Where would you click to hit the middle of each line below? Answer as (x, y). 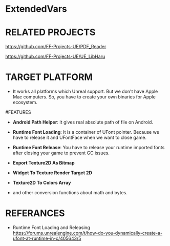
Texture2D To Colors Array (42, 183)
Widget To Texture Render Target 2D (52, 173)
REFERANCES (35, 213)
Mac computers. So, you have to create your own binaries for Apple (84, 97)
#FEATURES (18, 112)
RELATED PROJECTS (50, 33)
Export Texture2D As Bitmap (44, 163)
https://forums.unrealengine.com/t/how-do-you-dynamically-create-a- (88, 233)
